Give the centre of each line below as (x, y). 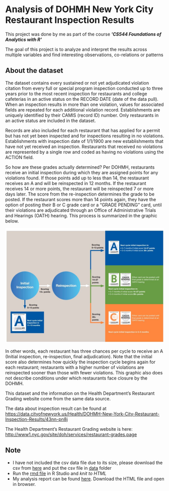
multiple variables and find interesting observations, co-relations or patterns (84, 55)
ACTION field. (20, 157)
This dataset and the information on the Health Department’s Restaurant (80, 393)
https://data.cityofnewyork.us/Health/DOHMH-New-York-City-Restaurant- (82, 413)
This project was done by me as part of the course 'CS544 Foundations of (83, 34)
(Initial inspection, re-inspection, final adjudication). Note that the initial (79, 356)
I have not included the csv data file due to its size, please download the (88, 463)
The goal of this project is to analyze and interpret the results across (76, 49)
